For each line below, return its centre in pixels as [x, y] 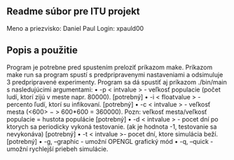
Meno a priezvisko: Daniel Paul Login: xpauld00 [75, 28]
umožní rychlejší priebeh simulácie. [57, 149]
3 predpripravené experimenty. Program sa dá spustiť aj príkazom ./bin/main [117, 82]
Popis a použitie [42, 51]
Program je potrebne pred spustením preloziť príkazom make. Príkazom [110, 67]
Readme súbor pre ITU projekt [74, 12]
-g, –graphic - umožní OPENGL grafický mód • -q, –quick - [129, 141]
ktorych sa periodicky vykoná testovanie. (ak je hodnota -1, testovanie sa [112, 126]
